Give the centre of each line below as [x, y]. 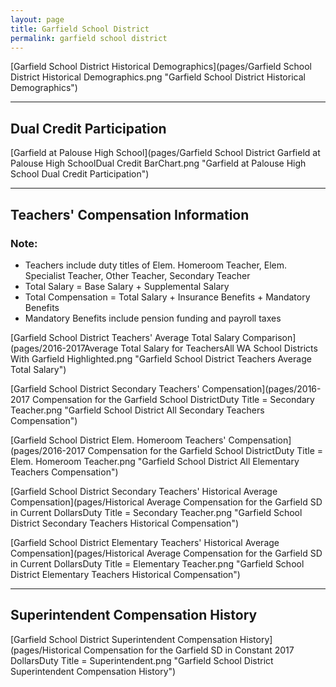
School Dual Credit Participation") [80, 174]
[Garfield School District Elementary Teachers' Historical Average [145, 542]
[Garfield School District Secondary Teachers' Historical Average [144, 491]
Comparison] [269, 337]
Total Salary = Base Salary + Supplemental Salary [127, 286]
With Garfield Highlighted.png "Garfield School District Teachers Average [161, 358]
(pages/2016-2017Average [64, 348]
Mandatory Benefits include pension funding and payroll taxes [153, 318]
